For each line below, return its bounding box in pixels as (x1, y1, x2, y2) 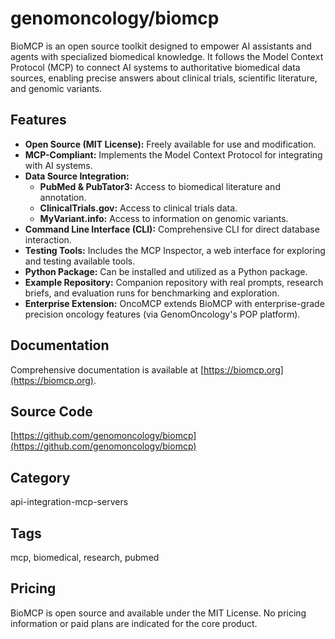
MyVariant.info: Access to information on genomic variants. (39, 212, 289, 224)
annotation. (39, 191, 87, 203)
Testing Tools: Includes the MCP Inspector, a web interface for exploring (24, 244, 326, 256)
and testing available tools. (24, 255, 136, 267)
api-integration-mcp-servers (10, 496, 129, 508)
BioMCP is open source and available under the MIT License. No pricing (10, 607, 307, 619)
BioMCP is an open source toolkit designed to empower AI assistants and (10, 40, 312, 52)
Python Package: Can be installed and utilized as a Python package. (24, 265, 308, 277)
